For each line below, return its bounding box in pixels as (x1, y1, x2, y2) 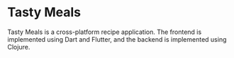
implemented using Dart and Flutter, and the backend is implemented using (7, 35, 227, 43)
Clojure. (7, 42, 30, 51)
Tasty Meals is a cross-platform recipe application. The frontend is (7, 28, 202, 36)
